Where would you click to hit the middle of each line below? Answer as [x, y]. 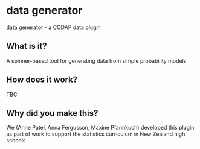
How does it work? [42, 80]
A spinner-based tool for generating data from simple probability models [96, 60]
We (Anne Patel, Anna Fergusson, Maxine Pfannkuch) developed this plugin [100, 128]
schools [16, 141]
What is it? [27, 46]
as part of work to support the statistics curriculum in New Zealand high [96, 134]
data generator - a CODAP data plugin [53, 27]
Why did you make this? [52, 113]
